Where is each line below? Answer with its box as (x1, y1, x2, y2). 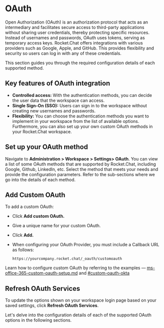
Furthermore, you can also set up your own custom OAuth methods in (12, 123, 153, 129)
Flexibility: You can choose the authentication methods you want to (12, 113, 149, 119)
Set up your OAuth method (5, 143, 88, 151)
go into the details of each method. (5, 177, 76, 183)
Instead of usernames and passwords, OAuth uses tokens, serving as (5, 35, 145, 41)
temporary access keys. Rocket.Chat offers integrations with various (5, 40, 143, 46)
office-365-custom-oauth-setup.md (5, 270, 78, 276)
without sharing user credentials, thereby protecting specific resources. (5, 29, 150, 35)
